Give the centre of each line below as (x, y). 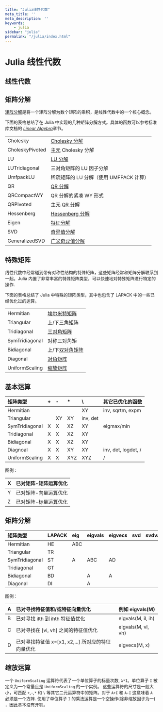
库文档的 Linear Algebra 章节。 (35, 129)
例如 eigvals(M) (137, 609)
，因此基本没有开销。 (26, 705)
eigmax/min (116, 426)
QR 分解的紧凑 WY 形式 (77, 196)
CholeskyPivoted (27, 150)
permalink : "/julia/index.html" (38, 37)
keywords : (15, 23)
